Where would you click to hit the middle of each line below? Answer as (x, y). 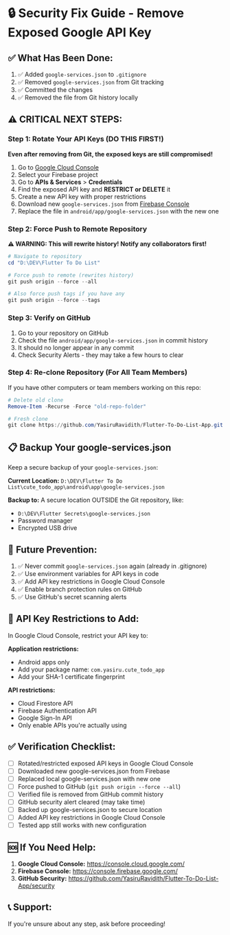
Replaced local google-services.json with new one (89, 778)
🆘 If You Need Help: (52, 847)
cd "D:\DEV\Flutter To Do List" (54, 263)
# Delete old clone (36, 400)
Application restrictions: (43, 649)
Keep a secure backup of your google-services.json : (83, 467)
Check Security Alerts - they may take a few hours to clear (101, 355)
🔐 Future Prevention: (53, 550)
